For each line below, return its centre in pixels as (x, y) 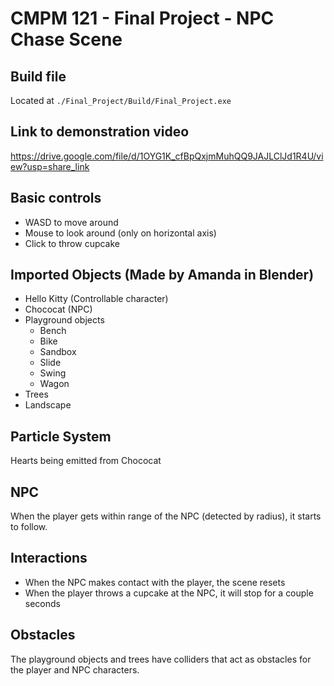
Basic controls (56, 198)
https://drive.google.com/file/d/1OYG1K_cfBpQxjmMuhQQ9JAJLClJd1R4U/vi (167, 156)
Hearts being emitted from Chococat (86, 461)
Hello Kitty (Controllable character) (96, 299)
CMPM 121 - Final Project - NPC (142, 18)
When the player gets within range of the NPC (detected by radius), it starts (166, 516)
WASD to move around (71, 222)
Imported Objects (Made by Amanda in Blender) (162, 275)
